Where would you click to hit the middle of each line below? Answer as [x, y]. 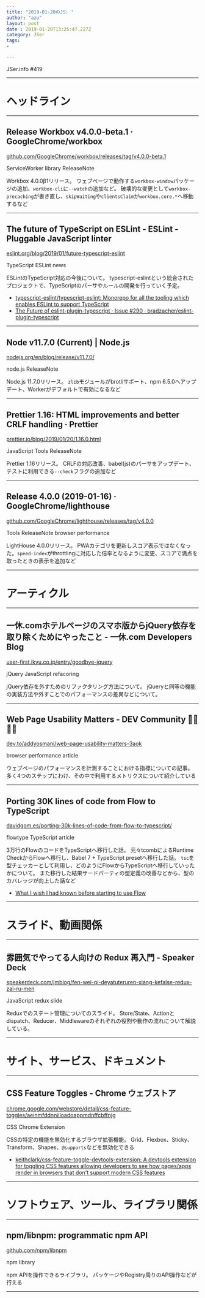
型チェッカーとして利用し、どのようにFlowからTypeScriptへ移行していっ [98, 865]
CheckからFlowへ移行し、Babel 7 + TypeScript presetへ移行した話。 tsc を [100, 858]
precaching [20, 197]
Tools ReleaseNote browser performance [58, 533]
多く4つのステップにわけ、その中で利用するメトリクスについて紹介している [101, 776]
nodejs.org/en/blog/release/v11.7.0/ [50, 357]
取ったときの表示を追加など [41, 561]
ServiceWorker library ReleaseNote [50, 168]
